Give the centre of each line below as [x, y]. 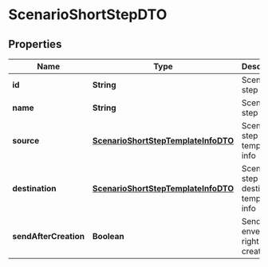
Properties [35, 44]
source [26, 141]
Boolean [108, 236]
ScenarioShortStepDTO [88, 15]
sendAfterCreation [49, 236]
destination [34, 188]
